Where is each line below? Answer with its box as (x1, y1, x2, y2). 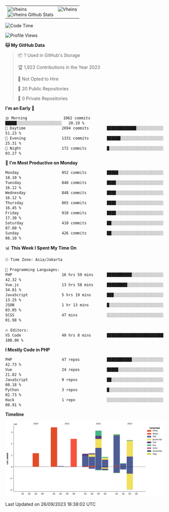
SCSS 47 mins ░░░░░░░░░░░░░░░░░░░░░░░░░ (5, 313, 164, 318)
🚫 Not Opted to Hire (17, 76, 59, 82)
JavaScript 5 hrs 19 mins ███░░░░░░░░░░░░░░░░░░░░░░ (5, 293, 164, 298)
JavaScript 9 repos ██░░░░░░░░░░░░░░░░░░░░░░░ (5, 377, 164, 382)
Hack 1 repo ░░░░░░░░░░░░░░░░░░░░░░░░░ (5, 397, 164, 403)
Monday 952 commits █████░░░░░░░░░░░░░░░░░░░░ (5, 170, 164, 176)
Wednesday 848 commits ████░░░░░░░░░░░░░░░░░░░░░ (5, 190, 164, 196)
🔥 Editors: (5, 328, 29, 333)
